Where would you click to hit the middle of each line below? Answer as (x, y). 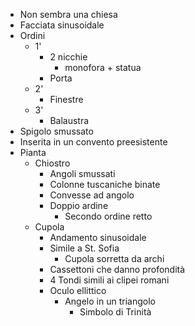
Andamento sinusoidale (98, 237)
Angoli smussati (82, 173)
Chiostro (52, 163)
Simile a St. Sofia (84, 248)
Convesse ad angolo (92, 195)
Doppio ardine (79, 205)
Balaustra (69, 120)
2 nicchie (68, 57)
